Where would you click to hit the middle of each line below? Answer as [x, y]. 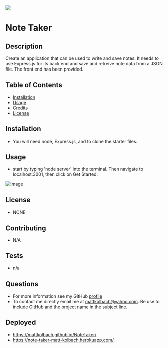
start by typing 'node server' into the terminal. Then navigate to [78, 169]
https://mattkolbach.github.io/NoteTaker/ [54, 334]
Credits [20, 108]
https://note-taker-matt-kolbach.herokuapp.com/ [63, 340]
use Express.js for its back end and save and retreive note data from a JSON [84, 64]
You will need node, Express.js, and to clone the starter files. [75, 141]
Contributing [26, 228]
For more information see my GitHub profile [57, 296]
